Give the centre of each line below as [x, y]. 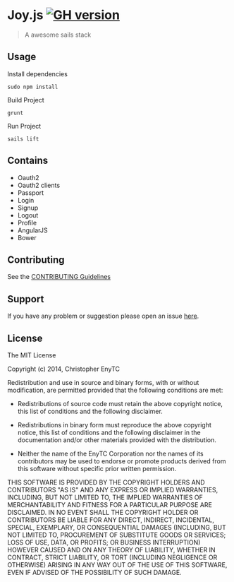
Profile [27, 222]
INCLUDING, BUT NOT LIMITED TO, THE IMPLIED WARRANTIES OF [105, 497]
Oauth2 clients [39, 185]
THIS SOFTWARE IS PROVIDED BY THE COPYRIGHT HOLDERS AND [106, 482]
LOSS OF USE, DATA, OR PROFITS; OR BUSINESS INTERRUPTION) [104, 542]
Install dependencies [38, 73]
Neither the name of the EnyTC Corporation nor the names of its [110, 453]
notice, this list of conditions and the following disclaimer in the [109, 432]
